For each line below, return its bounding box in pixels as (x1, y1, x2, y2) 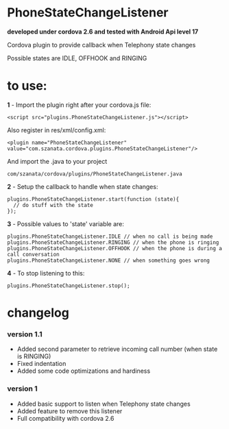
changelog (7, 305, 70, 321)
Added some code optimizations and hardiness (16, 367, 151, 375)
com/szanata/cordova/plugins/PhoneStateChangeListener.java (7, 170, 183, 177)
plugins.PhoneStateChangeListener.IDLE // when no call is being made (7, 233, 213, 240)
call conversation (7, 251, 60, 258)
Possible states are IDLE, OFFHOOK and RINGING (7, 53, 147, 62)
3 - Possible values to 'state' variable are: (7, 219, 125, 228)
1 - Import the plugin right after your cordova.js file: (7, 101, 152, 109)
